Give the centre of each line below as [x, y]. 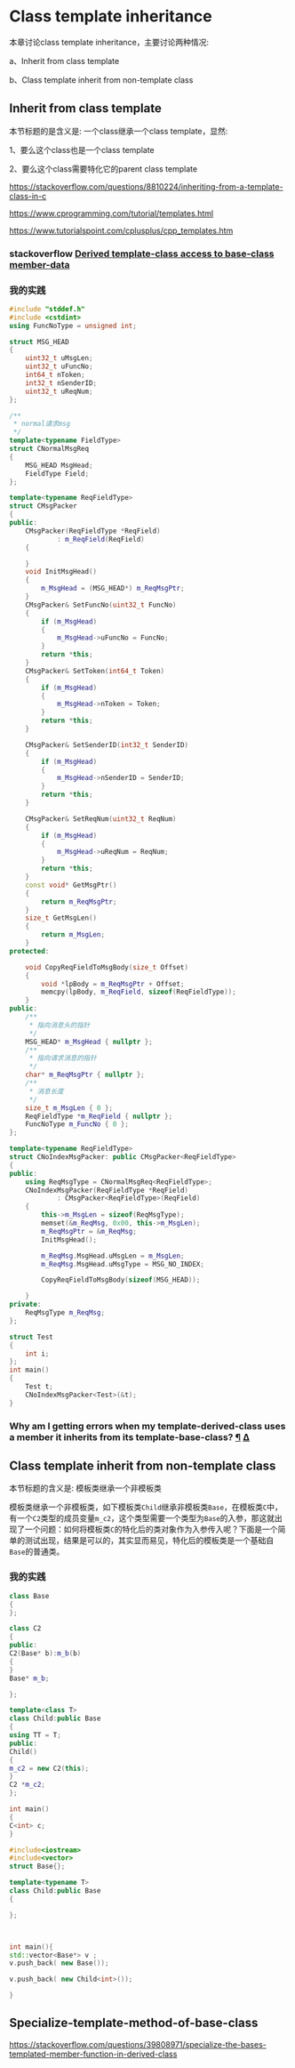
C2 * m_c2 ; [28, 1785]
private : [25, 1305]
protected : [29, 951]
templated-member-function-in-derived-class [93, 2054]
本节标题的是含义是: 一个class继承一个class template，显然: [119, 131]
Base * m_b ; [29, 1678]
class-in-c [28, 196]
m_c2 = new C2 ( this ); [49, 1768]
